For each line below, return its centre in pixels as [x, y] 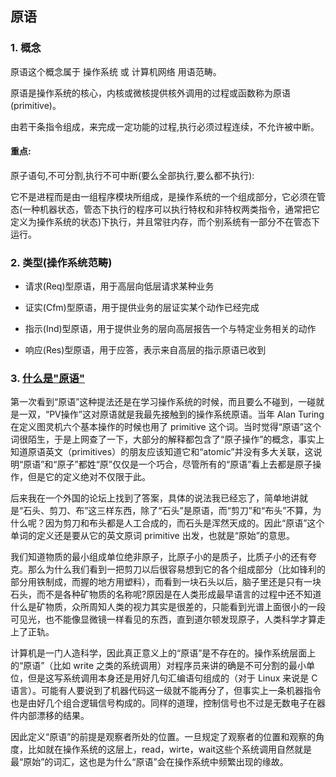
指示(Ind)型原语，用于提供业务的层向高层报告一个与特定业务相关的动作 [170, 329]
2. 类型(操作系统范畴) [61, 262]
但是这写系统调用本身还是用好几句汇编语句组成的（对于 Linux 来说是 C [172, 678]
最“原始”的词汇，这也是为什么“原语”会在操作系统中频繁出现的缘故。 [149, 762]
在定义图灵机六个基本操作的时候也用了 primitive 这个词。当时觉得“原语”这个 [166, 427]
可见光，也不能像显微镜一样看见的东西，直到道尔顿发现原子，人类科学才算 [163, 619]
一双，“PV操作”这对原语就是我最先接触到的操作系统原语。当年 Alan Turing [171, 414]
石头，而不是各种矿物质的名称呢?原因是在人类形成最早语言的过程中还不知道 [166, 594]
